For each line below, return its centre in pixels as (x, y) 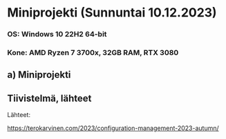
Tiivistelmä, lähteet (49, 98)
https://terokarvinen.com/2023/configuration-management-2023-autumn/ (113, 128)
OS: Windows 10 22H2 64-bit (57, 34)
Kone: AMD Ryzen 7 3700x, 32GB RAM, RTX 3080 (93, 53)
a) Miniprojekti (39, 75)
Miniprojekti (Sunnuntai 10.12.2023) (112, 13)
